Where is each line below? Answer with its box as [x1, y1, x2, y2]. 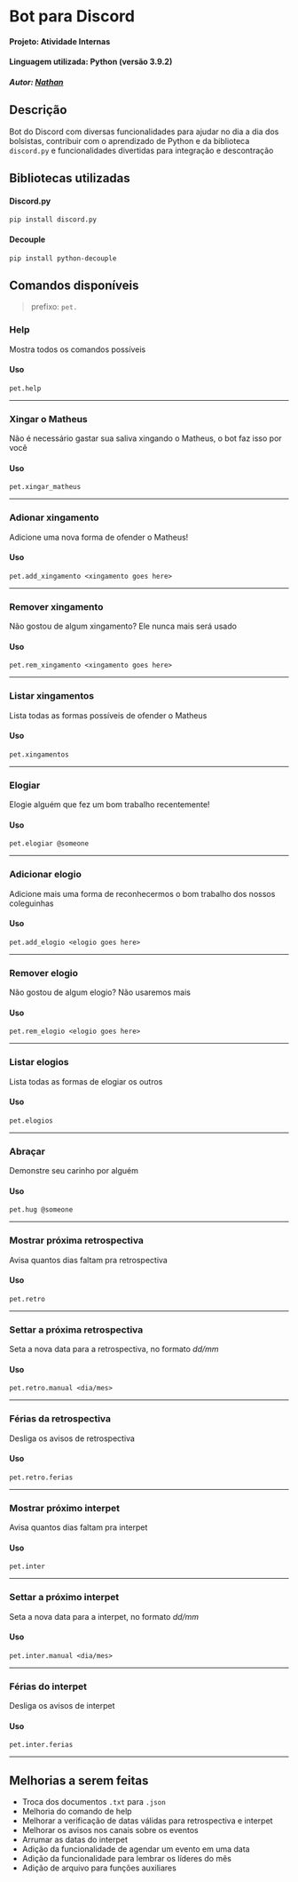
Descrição [9, 102, 67, 117]
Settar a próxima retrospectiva [9, 1323, 144, 1335]
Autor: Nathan [9, 76, 64, 87]
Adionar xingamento [9, 511, 99, 524]
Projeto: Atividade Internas [9, 36, 111, 46]
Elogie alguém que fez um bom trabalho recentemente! [9, 799, 210, 810]
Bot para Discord [9, 6, 136, 27]
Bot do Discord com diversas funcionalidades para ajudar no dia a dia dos [9, 126, 279, 137]
